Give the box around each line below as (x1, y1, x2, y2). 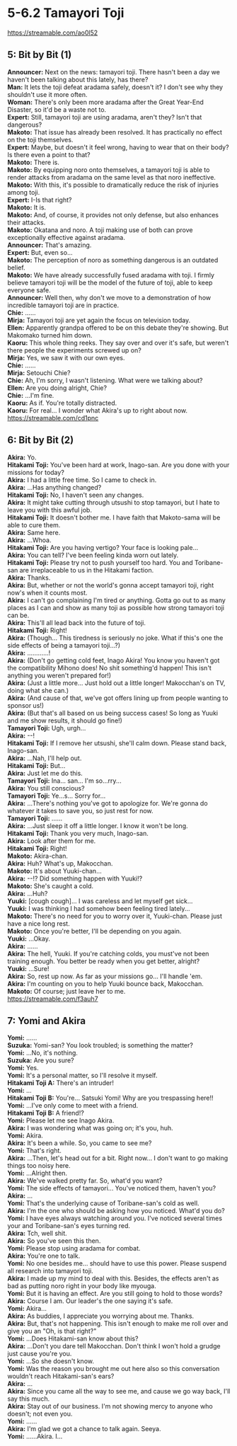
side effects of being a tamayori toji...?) (7, 641, 121, 649)
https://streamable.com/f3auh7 (7, 994, 98, 1003)
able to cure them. (7, 520, 61, 529)
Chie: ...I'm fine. (7, 391, 54, 399)
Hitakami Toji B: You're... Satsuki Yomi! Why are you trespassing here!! (7, 1094, 214, 1102)
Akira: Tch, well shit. (7, 1229, 67, 1238)
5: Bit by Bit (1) (7, 49, 72, 61)
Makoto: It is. (7, 203, 47, 212)
